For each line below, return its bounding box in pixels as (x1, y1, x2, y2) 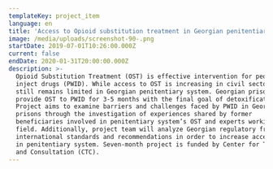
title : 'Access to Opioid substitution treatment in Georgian (8, 27, 223, 35)
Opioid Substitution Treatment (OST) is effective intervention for (15, 72, 253, 80)
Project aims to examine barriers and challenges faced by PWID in (15, 102, 249, 110)
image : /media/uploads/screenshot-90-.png (8, 34, 154, 43)
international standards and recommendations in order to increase (15, 132, 249, 141)
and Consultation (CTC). (15, 148, 100, 156)
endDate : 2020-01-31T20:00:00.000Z (8, 58, 129, 66)
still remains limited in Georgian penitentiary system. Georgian (15, 87, 245, 96)
